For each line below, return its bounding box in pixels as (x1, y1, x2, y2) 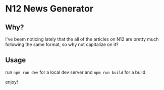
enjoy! (5, 78, 18, 85)
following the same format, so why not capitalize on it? (5, 41, 119, 47)
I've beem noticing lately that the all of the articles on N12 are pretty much (5, 36, 159, 42)
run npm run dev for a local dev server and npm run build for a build (5, 69, 146, 75)
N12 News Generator (5, 3, 94, 14)
